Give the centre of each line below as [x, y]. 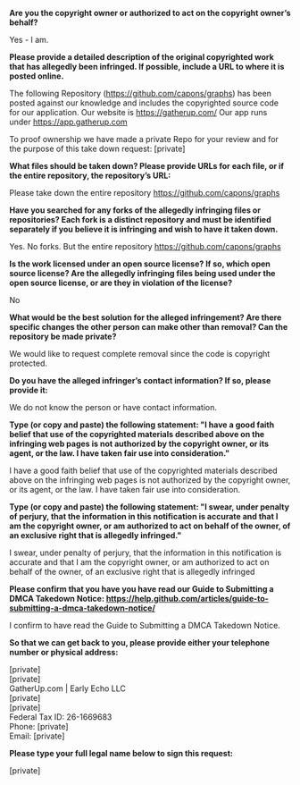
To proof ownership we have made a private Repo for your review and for [144, 139]
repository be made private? [63, 336]
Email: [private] [37, 736]
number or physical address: [64, 652]
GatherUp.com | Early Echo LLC [68, 688]
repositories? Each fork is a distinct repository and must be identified [140, 219]
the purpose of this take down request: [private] [97, 148]
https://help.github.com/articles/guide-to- [187, 599]
